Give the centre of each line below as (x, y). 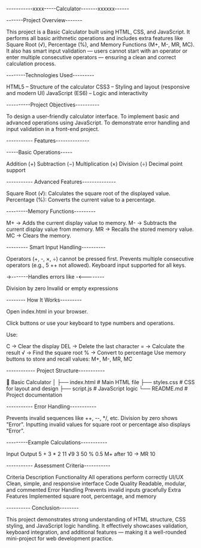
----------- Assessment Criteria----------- (58, 465)
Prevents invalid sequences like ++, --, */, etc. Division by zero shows (92, 418)
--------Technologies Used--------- (50, 75)
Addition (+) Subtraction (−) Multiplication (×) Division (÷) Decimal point (95, 164)
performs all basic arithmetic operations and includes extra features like (95, 38)
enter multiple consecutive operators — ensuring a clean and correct (91, 57)
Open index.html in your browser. (47, 311)
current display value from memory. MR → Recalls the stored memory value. (100, 229)
